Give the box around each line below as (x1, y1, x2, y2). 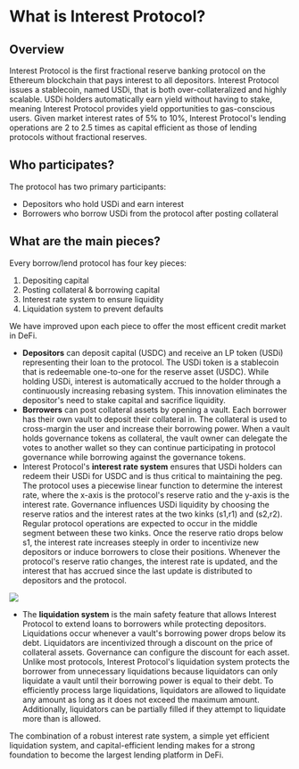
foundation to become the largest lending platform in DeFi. (9, 749, 224, 760)
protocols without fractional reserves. (9, 132, 147, 142)
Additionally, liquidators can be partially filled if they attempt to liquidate (21, 703, 287, 715)
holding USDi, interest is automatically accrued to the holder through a (21, 376, 281, 386)
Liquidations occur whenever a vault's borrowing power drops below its (21, 627, 287, 639)
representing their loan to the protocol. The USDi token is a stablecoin (21, 357, 279, 368)
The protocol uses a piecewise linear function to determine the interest (21, 480, 283, 491)
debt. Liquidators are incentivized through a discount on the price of (21, 637, 274, 648)
